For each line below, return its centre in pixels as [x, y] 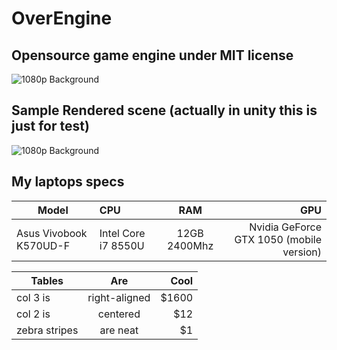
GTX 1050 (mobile [278, 239]
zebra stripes [47, 330]
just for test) [50, 126]
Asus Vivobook [52, 233]
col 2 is [33, 314]
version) [302, 252]
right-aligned [119, 297]
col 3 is [33, 297]
